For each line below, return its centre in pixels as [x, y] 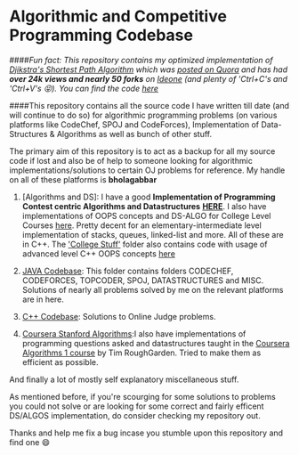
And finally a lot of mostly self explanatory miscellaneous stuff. [124, 379]
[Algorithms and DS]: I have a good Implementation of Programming [149, 197]
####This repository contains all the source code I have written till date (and [149, 105]
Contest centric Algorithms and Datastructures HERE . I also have [144, 206]
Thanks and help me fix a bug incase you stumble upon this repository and [146, 433]
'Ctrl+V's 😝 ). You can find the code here [84, 88]
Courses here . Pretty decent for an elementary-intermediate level [142, 225]
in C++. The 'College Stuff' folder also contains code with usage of [145, 244]
